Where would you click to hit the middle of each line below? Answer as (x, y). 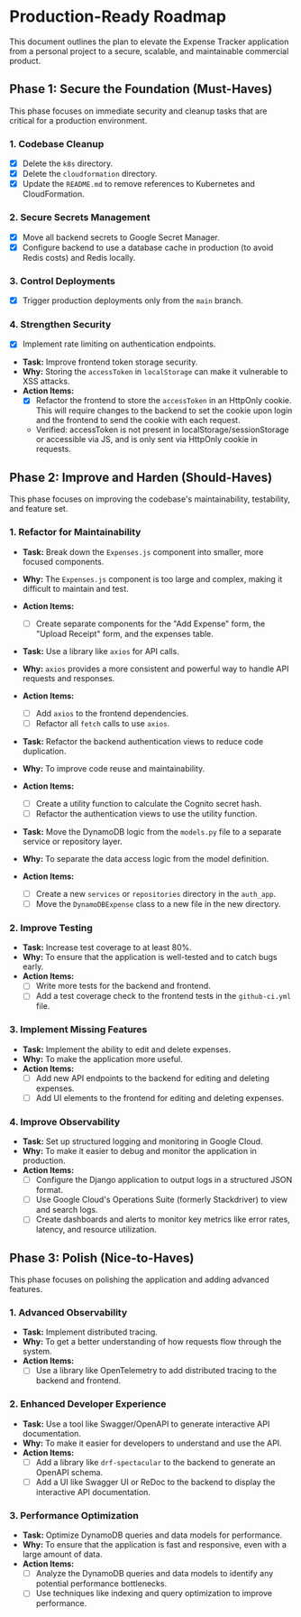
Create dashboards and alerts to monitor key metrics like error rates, (163, 1219)
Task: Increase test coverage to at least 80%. (107, 947)
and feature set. (39, 509)
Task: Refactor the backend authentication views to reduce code (143, 741)
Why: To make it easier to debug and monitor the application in (139, 1151)
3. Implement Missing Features (78, 1030)
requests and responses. (68, 678)
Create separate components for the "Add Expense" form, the (150, 624)
